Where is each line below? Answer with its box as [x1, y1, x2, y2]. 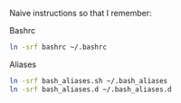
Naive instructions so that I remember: [9, 8, 152, 18]
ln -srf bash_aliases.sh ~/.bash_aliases [9, 76, 168, 85]
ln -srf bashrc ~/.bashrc [9, 42, 107, 51]
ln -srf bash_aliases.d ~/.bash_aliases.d [9, 85, 172, 94]
